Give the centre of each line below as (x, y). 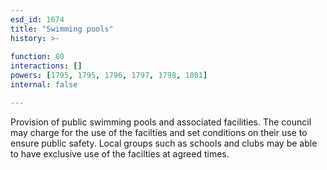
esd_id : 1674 (37, 19)
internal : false (44, 85)
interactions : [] (46, 66)
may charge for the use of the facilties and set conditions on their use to (159, 132)
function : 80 (37, 57)
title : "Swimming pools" (62, 29)
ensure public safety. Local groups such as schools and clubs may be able (164, 143)
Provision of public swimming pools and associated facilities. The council (161, 122)
